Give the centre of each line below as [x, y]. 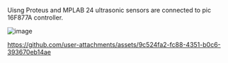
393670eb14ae [29, 52]
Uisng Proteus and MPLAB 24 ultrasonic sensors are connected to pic [109, 10]
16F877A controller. [35, 17]
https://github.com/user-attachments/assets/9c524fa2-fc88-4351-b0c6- [114, 44]
